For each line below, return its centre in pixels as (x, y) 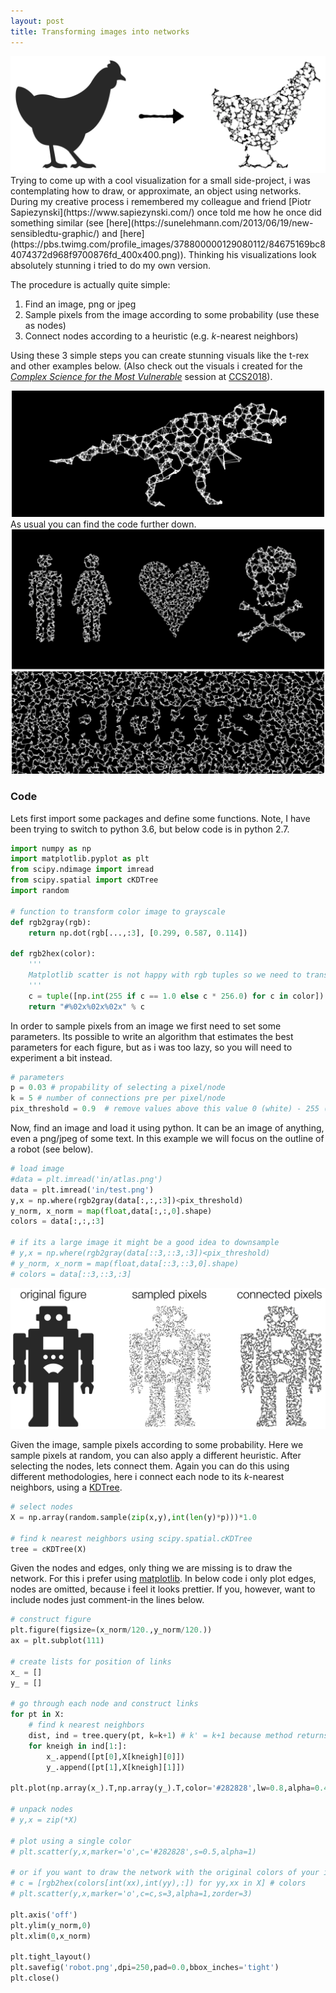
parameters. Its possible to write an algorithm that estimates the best (152, 1036)
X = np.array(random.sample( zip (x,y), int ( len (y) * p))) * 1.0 (133, 1517)
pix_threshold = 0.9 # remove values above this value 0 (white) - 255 (165, 1109)
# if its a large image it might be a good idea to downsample (145, 1243)
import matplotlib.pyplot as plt (80, 859)
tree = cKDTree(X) (48, 1549)
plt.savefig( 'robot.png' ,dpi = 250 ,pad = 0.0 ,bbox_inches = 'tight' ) (145, 1968)
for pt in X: (37, 1715)
